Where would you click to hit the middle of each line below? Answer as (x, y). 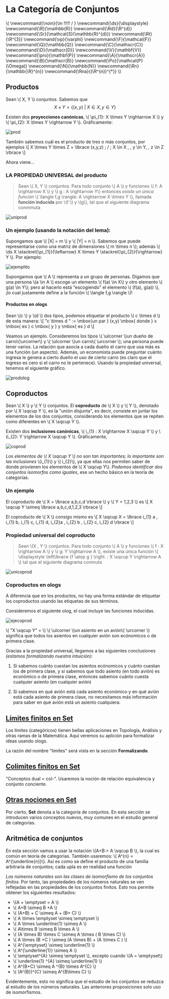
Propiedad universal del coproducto (50, 535)
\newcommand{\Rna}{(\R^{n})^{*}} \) (83, 71)
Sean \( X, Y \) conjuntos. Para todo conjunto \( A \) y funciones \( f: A (90, 186)
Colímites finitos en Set (43, 766)
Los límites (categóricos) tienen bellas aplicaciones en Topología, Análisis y (84, 730)
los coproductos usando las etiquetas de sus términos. (63, 601)
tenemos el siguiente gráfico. (36, 368)
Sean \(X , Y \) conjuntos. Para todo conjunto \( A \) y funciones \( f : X (91, 546)
